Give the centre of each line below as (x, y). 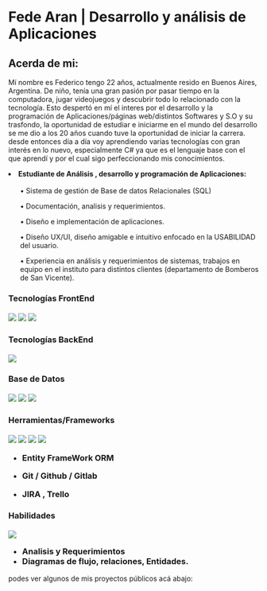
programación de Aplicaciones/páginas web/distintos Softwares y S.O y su (130, 116)
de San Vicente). (47, 278)
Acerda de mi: (44, 63)
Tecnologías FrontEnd (52, 298)
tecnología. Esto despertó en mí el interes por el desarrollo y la (110, 108)
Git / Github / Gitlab (60, 476)
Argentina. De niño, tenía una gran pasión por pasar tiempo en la (114, 91)
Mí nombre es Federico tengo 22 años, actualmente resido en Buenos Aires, (133, 82)
